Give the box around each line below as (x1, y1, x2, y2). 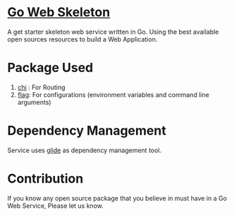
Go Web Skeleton (7, 4, 111, 20)
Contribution (7, 170, 84, 187)
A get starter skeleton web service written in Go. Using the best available (7, 27, 219, 36)
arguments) (17, 98, 51, 106)
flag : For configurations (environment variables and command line (17, 90, 209, 99)
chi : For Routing (17, 82, 66, 92)
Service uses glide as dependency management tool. (7, 146, 162, 154)
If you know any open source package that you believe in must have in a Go (7, 194, 228, 202)
